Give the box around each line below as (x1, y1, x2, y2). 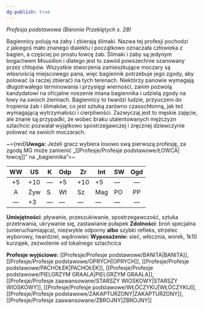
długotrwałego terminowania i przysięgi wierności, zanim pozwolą (6, 83, 173, 90)
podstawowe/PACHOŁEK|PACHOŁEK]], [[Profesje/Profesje (6, 264, 154, 272)
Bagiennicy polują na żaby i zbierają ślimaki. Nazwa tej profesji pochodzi (6, 37, 188, 45)
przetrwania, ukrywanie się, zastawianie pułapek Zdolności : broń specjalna (6, 220, 196, 227)
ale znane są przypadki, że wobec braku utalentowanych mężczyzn (6, 115, 177, 123)
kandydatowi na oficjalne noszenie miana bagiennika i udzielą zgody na (6, 89, 186, 96)
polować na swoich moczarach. (6, 128, 86, 135)
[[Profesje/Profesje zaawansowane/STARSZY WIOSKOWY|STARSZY (6, 277, 178, 284)
